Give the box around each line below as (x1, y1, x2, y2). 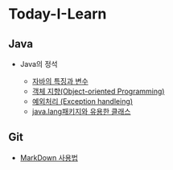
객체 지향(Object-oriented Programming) (31, 86, 165, 96)
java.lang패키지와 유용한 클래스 (31, 106, 131, 116)
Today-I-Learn (8, 5, 107, 23)
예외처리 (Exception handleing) (31, 97, 134, 106)
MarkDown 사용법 (19, 152, 79, 162)
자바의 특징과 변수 (31, 77, 89, 85)
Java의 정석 (19, 60, 58, 68)
